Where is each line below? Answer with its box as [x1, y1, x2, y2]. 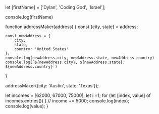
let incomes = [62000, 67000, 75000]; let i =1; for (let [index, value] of [5, 92, 151, 98]
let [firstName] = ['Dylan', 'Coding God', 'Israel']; [5, 5, 106, 10]
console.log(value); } [5, 103, 49, 109]
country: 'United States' [14, 47, 69, 52]
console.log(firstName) [5, 14, 54, 20]
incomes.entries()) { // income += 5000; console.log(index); [5, 98, 130, 103]
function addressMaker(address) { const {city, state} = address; [5, 24, 138, 30]
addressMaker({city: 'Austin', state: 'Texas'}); [5, 83, 99, 88]
